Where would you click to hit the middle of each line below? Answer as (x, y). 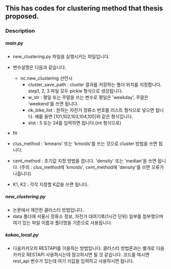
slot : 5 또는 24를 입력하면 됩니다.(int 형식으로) (75, 123)
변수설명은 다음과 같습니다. (39, 67)
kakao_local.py (22, 235)
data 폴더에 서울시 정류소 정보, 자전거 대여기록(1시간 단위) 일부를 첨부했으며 (88, 216)
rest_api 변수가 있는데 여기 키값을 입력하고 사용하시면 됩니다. (73, 261)
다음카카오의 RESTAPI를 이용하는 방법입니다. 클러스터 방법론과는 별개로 (84, 248)
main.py (14, 43)
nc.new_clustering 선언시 (46, 78)
